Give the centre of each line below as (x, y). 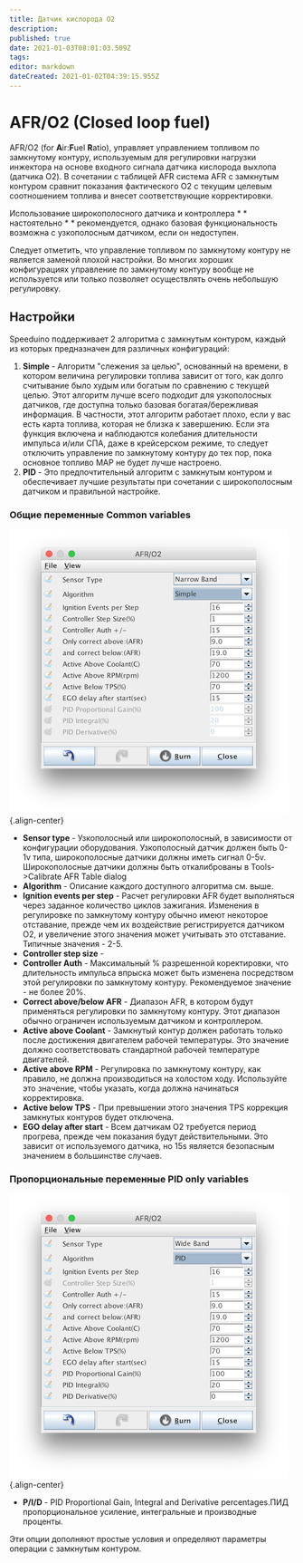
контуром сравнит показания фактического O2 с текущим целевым (141, 186)
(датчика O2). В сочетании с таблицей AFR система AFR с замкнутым (144, 176)
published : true (40, 38)
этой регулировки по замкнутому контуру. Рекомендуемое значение (157, 982)
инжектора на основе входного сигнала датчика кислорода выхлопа (143, 167)
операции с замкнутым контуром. (76, 1549)
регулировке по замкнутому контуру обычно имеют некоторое (145, 914)
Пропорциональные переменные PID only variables (129, 1179)
